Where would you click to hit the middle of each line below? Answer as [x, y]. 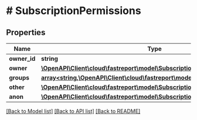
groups [19, 78]
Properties [26, 32]
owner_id [22, 59]
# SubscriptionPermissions [74, 11]
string [50, 59]
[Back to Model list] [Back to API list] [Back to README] [73, 111]
